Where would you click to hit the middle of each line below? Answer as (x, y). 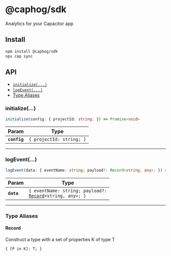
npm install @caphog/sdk (32, 51)
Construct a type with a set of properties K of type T (60, 239)
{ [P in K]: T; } (24, 249)
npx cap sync (19, 56)
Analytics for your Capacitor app (39, 24)
